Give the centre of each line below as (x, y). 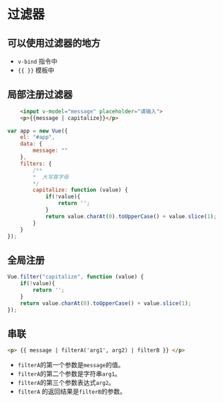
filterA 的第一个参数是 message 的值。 (71, 365)
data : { (31, 144)
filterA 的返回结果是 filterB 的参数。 (72, 391)
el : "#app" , (38, 138)
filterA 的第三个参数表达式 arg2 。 (66, 383)
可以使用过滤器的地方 (54, 43)
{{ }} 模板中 (36, 70)
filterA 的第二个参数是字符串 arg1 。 (69, 374)
